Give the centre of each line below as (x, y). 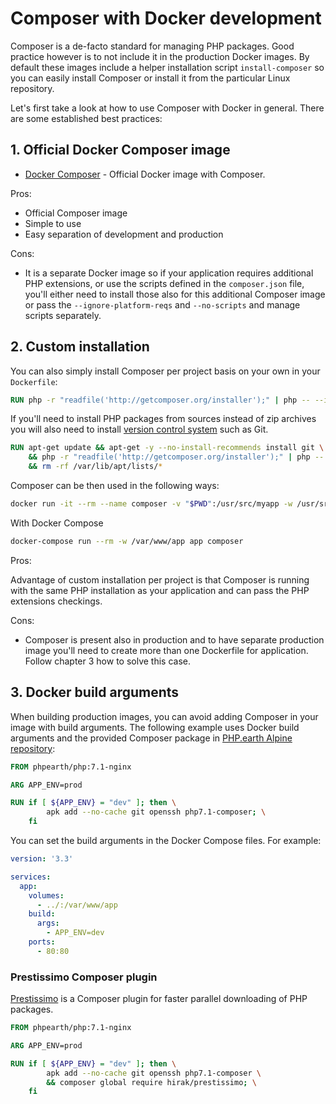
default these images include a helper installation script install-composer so (167, 67)
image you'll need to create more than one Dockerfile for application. (166, 650)
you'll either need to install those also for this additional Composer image (175, 294)
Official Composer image (76, 213)
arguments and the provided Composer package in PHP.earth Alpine (151, 738)
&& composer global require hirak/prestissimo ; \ (151, 1082)
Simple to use (53, 223)
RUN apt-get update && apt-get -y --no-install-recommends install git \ (167, 448)
